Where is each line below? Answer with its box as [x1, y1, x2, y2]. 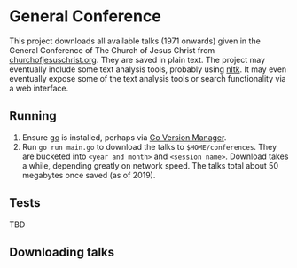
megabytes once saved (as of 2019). [21, 169, 156, 180]
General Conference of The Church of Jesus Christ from [9, 44, 215, 55]
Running [9, 108, 58, 123]
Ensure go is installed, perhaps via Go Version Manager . [21, 131, 227, 143]
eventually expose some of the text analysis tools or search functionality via [9, 73, 286, 83]
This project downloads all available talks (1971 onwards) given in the [9, 35, 262, 46]
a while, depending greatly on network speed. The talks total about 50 [21, 160, 279, 170]
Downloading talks [9, 244, 115, 259]
